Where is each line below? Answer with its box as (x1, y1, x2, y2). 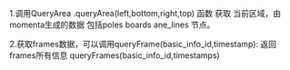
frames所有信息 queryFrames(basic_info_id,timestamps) (9, 50, 220, 61)
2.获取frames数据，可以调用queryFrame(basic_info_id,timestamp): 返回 (9, 39, 277, 49)
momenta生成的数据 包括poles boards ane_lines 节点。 (9, 19, 215, 30)
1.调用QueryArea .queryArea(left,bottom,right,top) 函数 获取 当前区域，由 (9, 8, 282, 18)
